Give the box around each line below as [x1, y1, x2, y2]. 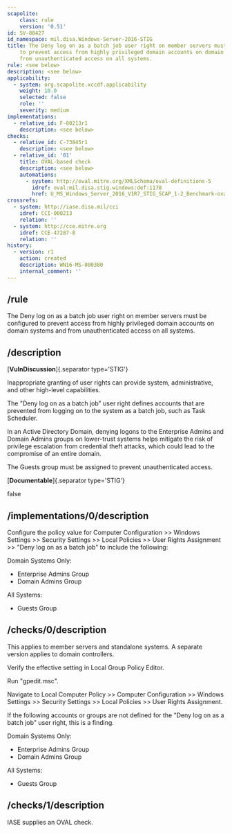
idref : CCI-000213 [19, 210, 72, 217]
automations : [19, 171, 57, 178]
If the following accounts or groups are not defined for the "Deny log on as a [7, 711, 224, 719]
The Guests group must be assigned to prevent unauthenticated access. [7, 463, 213, 471]
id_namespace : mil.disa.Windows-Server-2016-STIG [7, 36, 153, 43]
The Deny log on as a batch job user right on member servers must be [7, 312, 207, 320]
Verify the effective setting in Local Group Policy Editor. [7, 663, 164, 672]
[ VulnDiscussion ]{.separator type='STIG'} [7, 365, 128, 374]
